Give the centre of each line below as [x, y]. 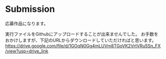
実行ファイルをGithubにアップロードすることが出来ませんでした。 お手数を [82, 34]
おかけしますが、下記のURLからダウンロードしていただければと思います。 [81, 40]
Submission [30, 9]
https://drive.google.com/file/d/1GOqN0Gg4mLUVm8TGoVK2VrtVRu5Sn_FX [83, 46]
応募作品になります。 [27, 23]
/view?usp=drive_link [27, 51]
